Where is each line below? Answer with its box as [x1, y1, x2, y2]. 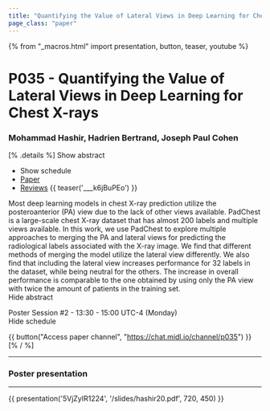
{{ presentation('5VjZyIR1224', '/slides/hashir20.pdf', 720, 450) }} [8, 394, 224, 404]
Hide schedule [8, 316, 56, 326]
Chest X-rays [8, 104, 99, 121]
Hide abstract [8, 292, 54, 302]
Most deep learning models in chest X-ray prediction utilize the [8, 198, 217, 208]
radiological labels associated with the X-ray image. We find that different [8, 241, 252, 250]
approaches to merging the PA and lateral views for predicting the [8, 232, 227, 242]
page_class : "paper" [8, 19, 78, 27]
